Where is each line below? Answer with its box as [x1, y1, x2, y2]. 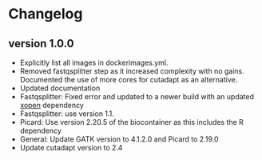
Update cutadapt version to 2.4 [19, 143, 123, 152]
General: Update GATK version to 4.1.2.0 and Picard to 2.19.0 [19, 134, 219, 144]
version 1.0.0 [8, 37, 74, 50]
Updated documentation [19, 83, 101, 93]
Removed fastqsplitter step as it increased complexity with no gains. [19, 66, 245, 76]
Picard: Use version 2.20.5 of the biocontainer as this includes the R [19, 118, 244, 126]
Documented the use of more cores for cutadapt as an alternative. [19, 75, 238, 84]
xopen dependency [19, 101, 84, 110]
